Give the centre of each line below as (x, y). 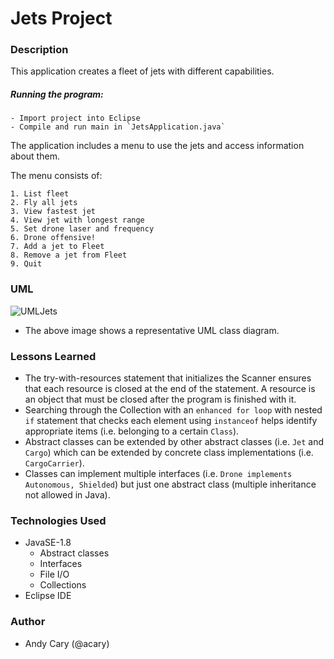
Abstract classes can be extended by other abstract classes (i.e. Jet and (174, 442)
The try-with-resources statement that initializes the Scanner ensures (168, 378)
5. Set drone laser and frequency (82, 229)
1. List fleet (40, 194)
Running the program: (57, 94)
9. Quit (26, 264)
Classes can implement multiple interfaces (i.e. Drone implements (158, 474)
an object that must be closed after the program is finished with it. (160, 399)
